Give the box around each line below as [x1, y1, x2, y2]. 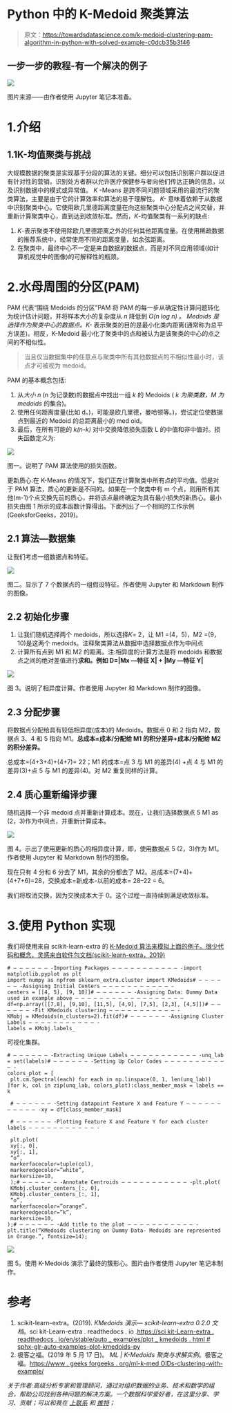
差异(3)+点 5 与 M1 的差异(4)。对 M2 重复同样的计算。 [7, 766, 162, 775]
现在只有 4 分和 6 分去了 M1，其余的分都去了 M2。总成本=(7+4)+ [7, 868, 193, 876]
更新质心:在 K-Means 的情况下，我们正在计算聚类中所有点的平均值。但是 [7, 476, 213, 484]
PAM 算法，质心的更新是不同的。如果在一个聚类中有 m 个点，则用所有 [14, 484, 214, 493]
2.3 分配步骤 [7, 706, 61, 718]
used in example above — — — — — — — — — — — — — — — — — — [7, 994, 184, 1002]
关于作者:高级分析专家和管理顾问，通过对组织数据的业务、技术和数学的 [7, 1381, 209, 1390]
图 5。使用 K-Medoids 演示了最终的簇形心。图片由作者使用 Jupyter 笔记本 [7, 1259, 217, 1267]
